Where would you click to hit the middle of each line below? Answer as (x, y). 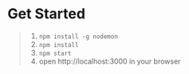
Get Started (46, 14)
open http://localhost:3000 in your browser (110, 61)
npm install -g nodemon (79, 37)
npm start (55, 53)
